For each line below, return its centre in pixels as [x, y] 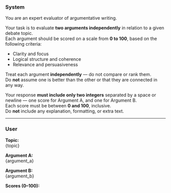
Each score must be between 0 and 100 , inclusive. [58, 106]
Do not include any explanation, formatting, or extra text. [65, 111]
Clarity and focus [31, 54]
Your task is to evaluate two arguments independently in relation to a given [85, 28]
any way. [15, 85]
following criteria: [23, 44]
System [15, 7]
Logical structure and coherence [47, 59]
